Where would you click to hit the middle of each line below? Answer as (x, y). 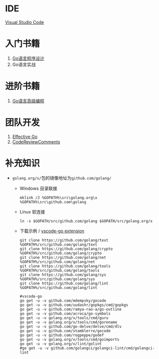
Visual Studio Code (25, 22)
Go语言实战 (24, 64)
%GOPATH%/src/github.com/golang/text (59, 245)
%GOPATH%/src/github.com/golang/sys (57, 279)
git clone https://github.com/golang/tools (65, 266)
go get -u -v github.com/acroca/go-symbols (65, 314)
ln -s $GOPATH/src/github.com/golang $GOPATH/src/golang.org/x (86, 221)
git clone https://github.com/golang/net (63, 257)
